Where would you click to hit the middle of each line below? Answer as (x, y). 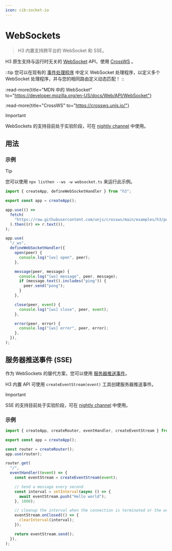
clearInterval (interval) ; (46, 520)
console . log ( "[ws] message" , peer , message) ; (68, 276)
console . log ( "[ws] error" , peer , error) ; (64, 328)
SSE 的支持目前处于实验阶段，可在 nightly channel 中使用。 (68, 405)
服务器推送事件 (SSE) (39, 360)
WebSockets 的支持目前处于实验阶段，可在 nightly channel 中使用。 (77, 126)
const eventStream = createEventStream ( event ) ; (66, 478)
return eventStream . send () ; (44, 534)
